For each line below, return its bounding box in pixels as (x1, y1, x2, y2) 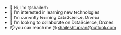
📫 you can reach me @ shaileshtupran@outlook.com (9, 25, 116, 30)
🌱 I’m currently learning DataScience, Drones (9, 15, 100, 20)
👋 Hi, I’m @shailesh (9, 5, 48, 10)
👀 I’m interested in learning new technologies (9, 9, 100, 15)
